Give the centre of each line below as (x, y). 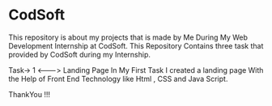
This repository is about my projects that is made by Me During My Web (128, 37)
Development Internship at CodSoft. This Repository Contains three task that (136, 45)
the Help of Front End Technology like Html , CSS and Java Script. (118, 78)
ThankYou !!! (30, 94)
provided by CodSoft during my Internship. (80, 54)
